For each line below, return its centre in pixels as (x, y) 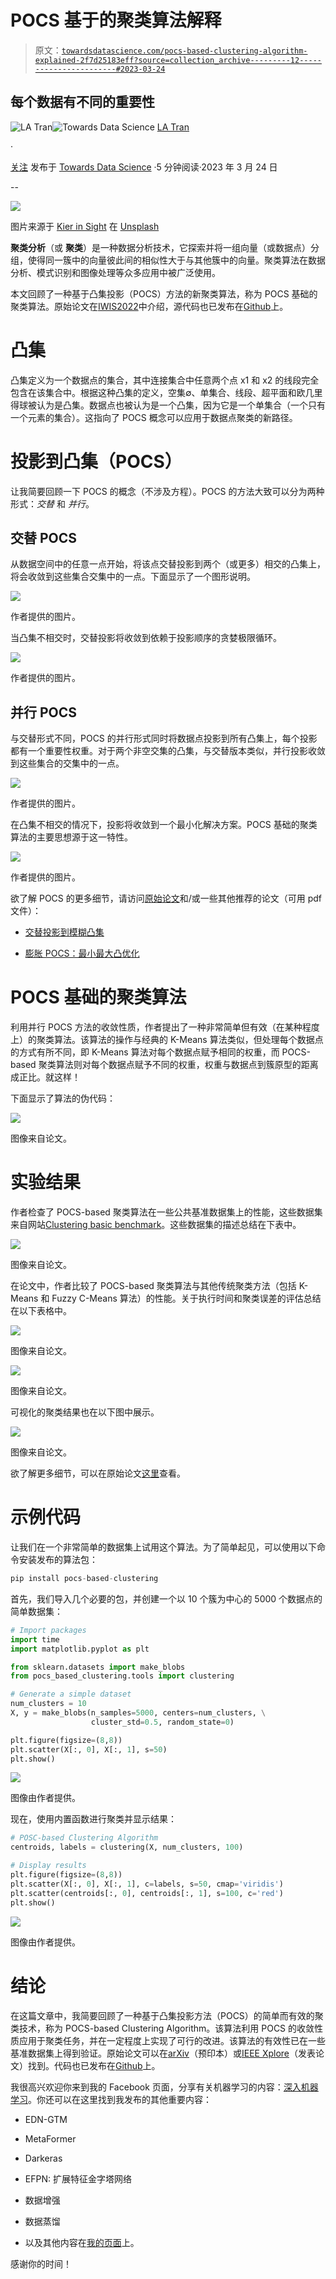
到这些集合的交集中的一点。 (67, 763)
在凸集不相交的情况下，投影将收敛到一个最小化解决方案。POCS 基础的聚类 (164, 825)
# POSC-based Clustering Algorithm (84, 1838)
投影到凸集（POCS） (96, 461)
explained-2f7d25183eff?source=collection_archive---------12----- (178, 60)
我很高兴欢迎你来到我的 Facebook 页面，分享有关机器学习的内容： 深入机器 (164, 2087)
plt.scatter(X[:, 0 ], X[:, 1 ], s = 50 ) (89, 1749)
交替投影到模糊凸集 (64, 932)
